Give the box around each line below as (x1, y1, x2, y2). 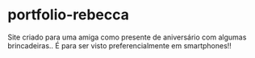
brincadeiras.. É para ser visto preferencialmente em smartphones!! (7, 40, 232, 50)
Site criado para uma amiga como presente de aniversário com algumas (7, 32, 247, 42)
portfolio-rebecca (7, 6, 130, 24)
